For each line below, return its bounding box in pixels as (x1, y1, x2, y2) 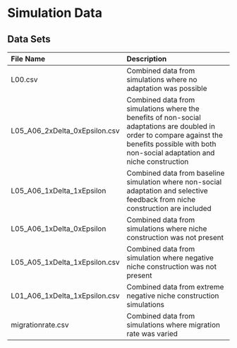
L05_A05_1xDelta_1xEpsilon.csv (11, 258, 120, 267)
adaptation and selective (126, 186, 208, 196)
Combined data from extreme (126, 282, 224, 292)
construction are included (126, 203, 212, 213)
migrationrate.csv (11, 320, 69, 330)
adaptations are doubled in (126, 121, 215, 131)
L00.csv (11, 75, 38, 84)
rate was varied (126, 329, 178, 338)
